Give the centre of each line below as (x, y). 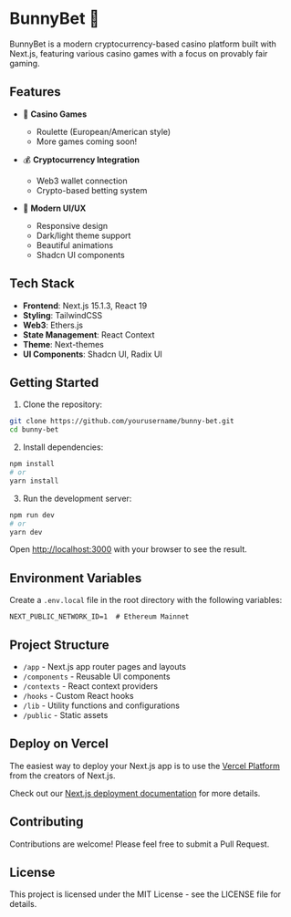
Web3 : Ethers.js (53, 325)
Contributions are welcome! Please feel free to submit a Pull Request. (140, 844)
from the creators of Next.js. (62, 776)
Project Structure (59, 645)
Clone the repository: (62, 404)
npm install (32, 464)
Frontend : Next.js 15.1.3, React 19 (85, 306)
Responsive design (72, 225)
